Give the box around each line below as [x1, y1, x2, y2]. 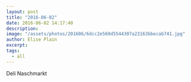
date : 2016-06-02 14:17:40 [6, 20, 73, 26]
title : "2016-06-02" [6, 14, 58, 20]
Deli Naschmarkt [6, 69, 47, 77]
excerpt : [6, 42, 28, 48]
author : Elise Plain [6, 37, 58, 42]
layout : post [6, 8, 39, 15]
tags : [6, 48, 20, 54]
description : [6, 25, 39, 32]
